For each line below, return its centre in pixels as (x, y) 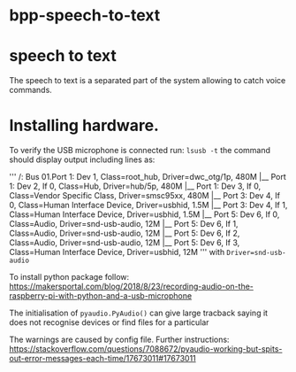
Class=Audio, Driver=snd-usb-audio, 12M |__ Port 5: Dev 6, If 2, (125, 233)
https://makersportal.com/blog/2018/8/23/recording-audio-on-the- (132, 287)
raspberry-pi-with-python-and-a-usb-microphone (101, 296)
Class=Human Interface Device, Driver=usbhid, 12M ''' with (117, 252)
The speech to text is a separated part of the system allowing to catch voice (148, 81)
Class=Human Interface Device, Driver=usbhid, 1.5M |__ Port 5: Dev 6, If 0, (144, 214)
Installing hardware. (84, 126)
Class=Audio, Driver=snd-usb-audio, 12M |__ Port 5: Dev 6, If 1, (124, 224)
